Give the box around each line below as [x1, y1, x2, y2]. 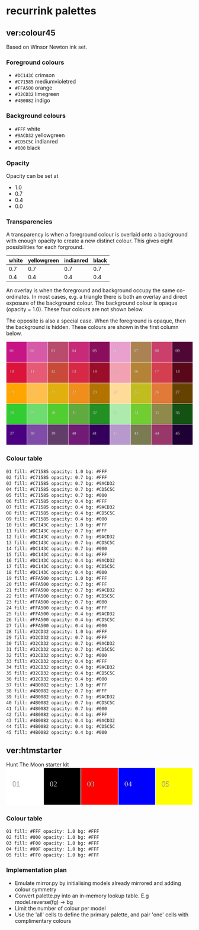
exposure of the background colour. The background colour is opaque [6, 299, 178, 306]
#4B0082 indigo [14, 97, 50, 104]
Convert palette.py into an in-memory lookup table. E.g [14, 892, 149, 899]
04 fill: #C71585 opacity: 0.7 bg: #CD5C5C [6, 486, 115, 493]
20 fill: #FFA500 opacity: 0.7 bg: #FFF [6, 581, 108, 587]
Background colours [6, 111, 66, 120]
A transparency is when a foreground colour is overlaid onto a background [6, 231, 188, 238]
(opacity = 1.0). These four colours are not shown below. [6, 305, 144, 312]
